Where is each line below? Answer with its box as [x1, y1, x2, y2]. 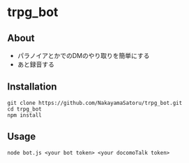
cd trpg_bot [7, 106, 42, 113]
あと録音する [17, 60, 54, 69]
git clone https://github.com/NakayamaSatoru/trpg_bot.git [7, 99, 183, 106]
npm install [7, 111, 42, 119]
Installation [7, 81, 57, 93]
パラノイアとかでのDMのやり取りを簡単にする [17, 52, 150, 59]
